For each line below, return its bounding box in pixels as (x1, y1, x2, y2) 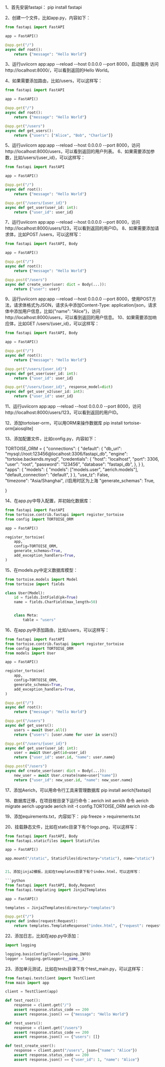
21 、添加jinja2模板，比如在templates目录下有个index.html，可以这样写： (5, 869, 141, 874)
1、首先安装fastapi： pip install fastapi (5, 4, 82, 10)
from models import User (5, 651, 56, 656)
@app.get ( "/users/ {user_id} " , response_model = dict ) (5, 385, 113, 390)
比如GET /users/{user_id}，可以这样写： (18, 320, 100, 327)
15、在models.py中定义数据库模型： (5, 567, 78, 573)
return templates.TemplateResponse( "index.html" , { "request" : (14, 923, 144, 928)
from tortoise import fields (5, 582, 65, 587)
